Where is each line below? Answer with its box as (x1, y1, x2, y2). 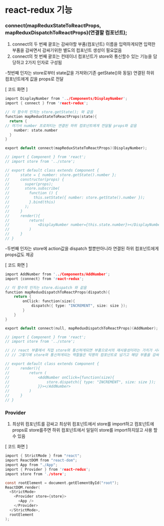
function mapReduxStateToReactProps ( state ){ (5, 114, 97, 119)
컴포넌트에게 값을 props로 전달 (5, 76, 64, 82)
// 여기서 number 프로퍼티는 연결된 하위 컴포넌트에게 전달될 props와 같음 (5, 123, 137, 128)
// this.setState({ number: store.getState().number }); (5, 195, 145, 200)
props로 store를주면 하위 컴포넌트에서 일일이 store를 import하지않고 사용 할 (12, 427, 158, 433)
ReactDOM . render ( (5, 485, 41, 490)
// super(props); (5, 181, 54, 186)
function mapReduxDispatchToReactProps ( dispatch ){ (5, 289, 110, 295)
